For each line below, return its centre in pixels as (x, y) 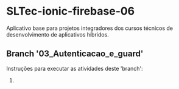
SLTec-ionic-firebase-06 (71, 11)
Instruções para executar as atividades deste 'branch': (75, 68)
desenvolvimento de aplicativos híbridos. (58, 34)
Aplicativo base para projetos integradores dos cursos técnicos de (90, 28)
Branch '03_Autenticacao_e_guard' (75, 54)
